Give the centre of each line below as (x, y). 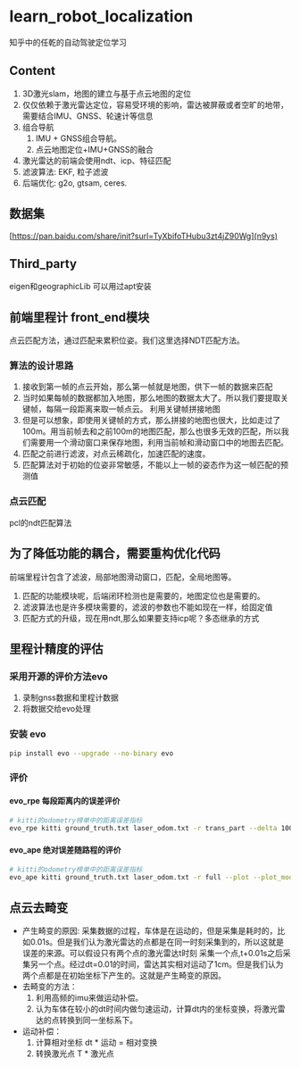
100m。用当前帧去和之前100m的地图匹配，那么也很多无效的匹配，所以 (152, 431)
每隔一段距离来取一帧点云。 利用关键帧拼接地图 (133, 409)
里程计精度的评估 (56, 649)
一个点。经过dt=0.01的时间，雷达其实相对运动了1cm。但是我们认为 (161, 964)
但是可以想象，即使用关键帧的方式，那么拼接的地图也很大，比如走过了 (151, 421)
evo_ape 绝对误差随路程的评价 (66, 849)
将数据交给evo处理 (56, 709)
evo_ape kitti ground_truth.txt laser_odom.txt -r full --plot (129, 878)
